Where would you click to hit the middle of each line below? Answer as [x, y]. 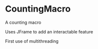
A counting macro [23, 22]
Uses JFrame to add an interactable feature [49, 32]
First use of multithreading [32, 41]
